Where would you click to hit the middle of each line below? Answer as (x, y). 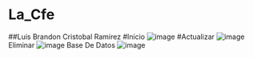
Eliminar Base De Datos (62, 44)
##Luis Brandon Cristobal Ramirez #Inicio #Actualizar (111, 37)
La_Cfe (32, 15)
